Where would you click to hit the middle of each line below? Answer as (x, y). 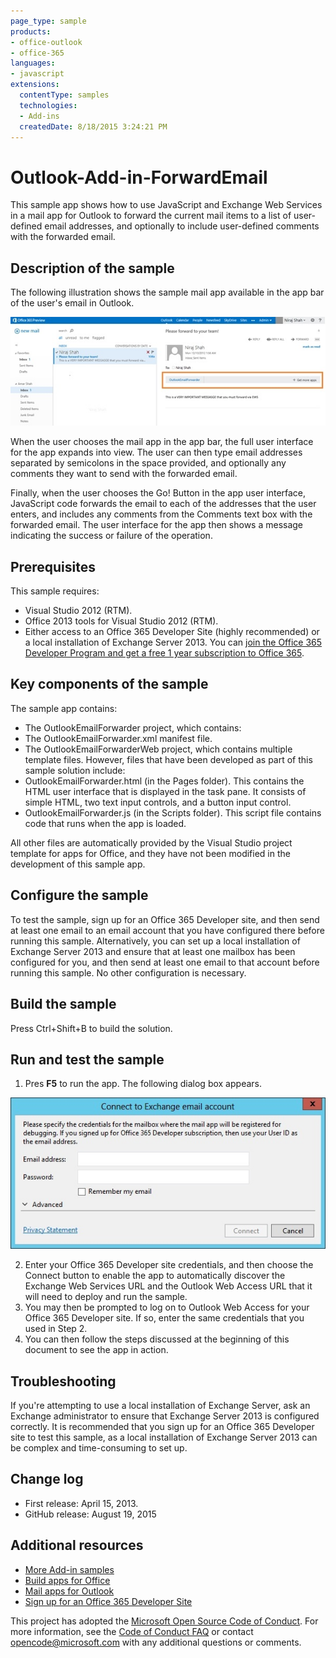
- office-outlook (46, 42)
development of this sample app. (78, 864)
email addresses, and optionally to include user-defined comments (182, 226)
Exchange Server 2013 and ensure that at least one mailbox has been (153, 951)
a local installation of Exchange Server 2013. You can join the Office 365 (173, 642)
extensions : (35, 85)
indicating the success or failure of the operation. (111, 536)
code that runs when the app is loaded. (105, 823)
